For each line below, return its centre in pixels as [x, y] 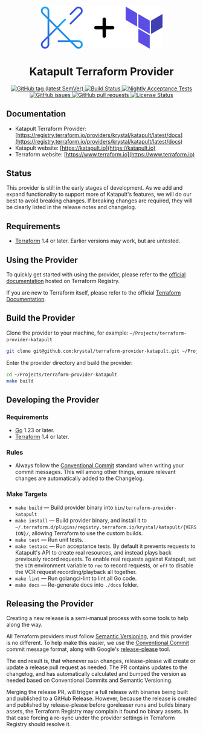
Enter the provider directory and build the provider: [69, 362]
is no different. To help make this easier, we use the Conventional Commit [98, 643]
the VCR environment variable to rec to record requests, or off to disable [104, 565]
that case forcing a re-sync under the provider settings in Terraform [91, 718]
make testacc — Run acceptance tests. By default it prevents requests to [105, 546]
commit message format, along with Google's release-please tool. [88, 649]
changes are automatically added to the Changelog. [79, 478]
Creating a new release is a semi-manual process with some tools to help [97, 618]
